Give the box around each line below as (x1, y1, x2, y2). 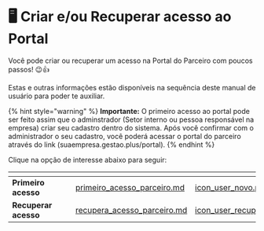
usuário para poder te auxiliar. (8, 91, 105, 101)
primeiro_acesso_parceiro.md (75, 181, 185, 192)
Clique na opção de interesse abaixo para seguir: (8, 155, 167, 164)
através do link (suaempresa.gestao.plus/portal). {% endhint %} (8, 140, 215, 149)
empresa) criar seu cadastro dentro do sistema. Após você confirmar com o (8, 123, 254, 132)
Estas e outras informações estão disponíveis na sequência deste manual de (8, 82, 256, 92)
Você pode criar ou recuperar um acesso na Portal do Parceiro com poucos (8, 56, 253, 65)
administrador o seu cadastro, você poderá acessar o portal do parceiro (8, 131, 241, 141)
